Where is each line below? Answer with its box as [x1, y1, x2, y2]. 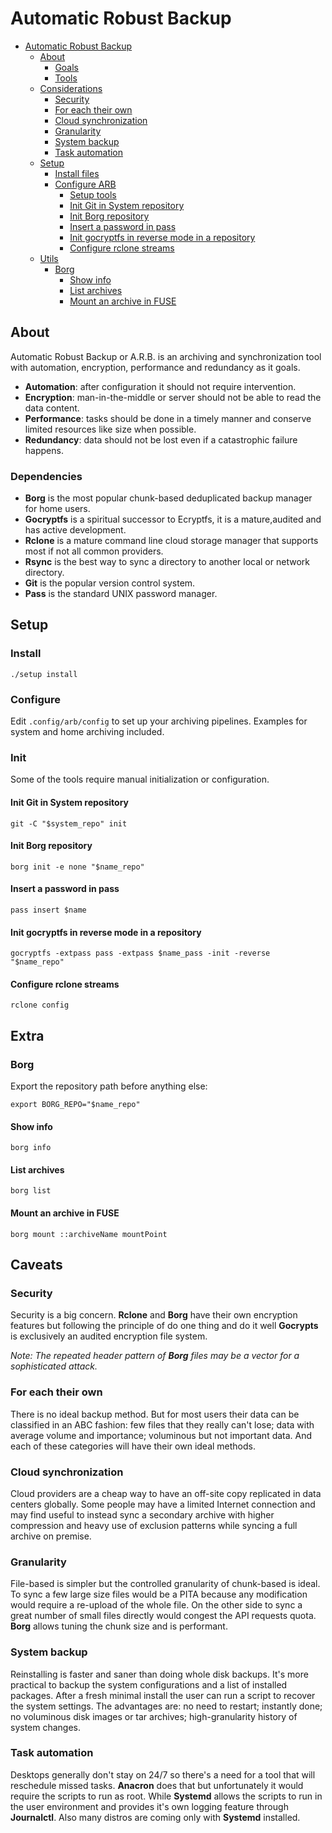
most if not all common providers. [24, 545, 164, 557]
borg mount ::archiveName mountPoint [10, 1229, 168, 1239]
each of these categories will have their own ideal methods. [10, 1440, 257, 1452]
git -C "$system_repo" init [10, 818, 128, 829]
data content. [24, 402, 80, 414]
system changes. [10, 1721, 82, 1733]
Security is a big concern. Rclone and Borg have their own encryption [10, 1309, 298, 1321]
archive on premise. [10, 1530, 92, 1542]
